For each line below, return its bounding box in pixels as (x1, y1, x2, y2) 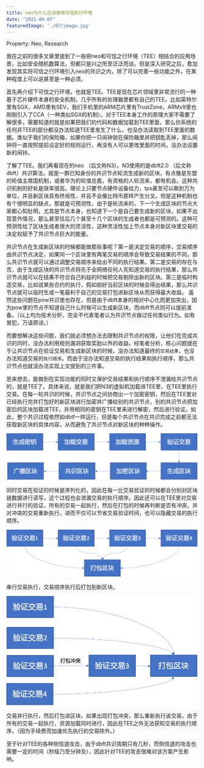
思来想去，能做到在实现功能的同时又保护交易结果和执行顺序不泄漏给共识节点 (6, 375, 198, 383)
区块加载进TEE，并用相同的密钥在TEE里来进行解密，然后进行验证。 (22, 406, 191, 413)
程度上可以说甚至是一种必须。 (11, 75, 86, 83)
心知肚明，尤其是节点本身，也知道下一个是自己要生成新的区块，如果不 (16, 207, 192, 215)
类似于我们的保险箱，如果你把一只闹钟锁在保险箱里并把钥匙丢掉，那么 (16, 134, 192, 141)
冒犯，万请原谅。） (6, 319, 52, 326)
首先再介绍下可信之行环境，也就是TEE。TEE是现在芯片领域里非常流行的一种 (6, 88, 196, 95)
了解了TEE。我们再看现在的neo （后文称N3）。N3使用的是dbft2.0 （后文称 (6, 162, 192, 170)
